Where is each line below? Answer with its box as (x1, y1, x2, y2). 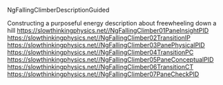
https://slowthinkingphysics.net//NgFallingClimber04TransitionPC (7, 48, 194, 56)
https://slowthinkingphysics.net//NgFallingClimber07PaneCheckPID (7, 70, 200, 78)
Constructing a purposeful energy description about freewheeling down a (7, 19, 217, 27)
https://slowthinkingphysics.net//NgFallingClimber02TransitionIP (7, 34, 191, 42)
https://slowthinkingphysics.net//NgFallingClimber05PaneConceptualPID (7, 56, 214, 64)
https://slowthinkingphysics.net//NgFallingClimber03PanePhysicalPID (7, 41, 205, 49)
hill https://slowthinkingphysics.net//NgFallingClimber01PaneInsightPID (7, 27, 209, 34)
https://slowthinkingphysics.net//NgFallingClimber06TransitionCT (7, 63, 194, 71)
